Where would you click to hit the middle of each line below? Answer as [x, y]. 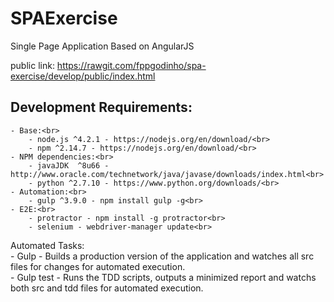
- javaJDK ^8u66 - [69, 165]
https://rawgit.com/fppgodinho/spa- [131, 65]
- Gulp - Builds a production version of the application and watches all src [162, 256]
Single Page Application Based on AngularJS [102, 46]
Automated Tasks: [47, 245]
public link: [32, 65]
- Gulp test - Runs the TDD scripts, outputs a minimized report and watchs [163, 277]
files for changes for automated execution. [98, 266]
